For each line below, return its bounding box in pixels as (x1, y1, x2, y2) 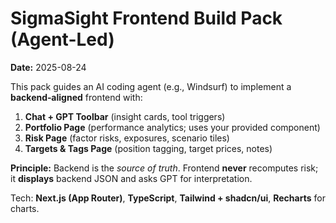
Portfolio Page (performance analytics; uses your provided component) (24, 121, 321, 133)
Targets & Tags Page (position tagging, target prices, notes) (24, 142, 273, 154)
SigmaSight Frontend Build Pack (10, 7, 283, 30)
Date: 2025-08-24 (10, 61, 87, 73)
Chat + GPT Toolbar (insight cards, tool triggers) (24, 110, 226, 122)
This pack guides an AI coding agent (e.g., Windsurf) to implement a (10, 80, 292, 92)
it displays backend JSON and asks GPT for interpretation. (10, 172, 253, 184)
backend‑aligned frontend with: (10, 91, 143, 103)
